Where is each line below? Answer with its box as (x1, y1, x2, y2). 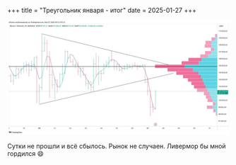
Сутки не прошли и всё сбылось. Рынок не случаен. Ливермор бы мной (7, 142, 226, 150)
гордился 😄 (7, 149, 45, 158)
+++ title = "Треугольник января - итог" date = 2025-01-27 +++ (7, 6, 196, 14)
